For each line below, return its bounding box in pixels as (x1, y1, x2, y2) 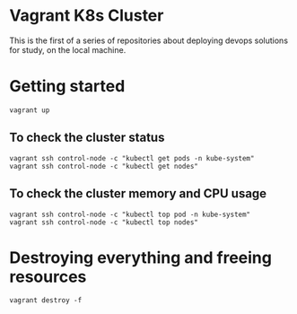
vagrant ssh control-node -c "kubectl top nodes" (9, 217, 199, 227)
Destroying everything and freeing (9, 248, 272, 267)
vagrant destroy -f (9, 296, 83, 305)
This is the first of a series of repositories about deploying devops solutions (9, 35, 289, 46)
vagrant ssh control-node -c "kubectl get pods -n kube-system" (9, 153, 255, 162)
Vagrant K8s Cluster (9, 5, 164, 26)
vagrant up (9, 105, 50, 115)
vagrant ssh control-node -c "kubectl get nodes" (9, 161, 199, 170)
